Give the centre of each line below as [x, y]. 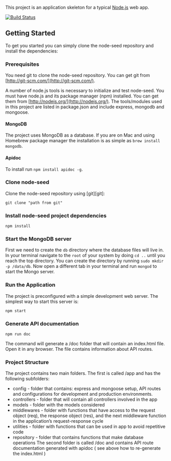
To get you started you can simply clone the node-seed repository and [80, 45]
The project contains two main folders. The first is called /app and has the [83, 373]
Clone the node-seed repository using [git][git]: [55, 193]
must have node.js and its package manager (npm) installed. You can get [82, 96]
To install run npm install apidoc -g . [44, 169]
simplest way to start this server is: [42, 301]
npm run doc [18, 334]
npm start [16, 311]
